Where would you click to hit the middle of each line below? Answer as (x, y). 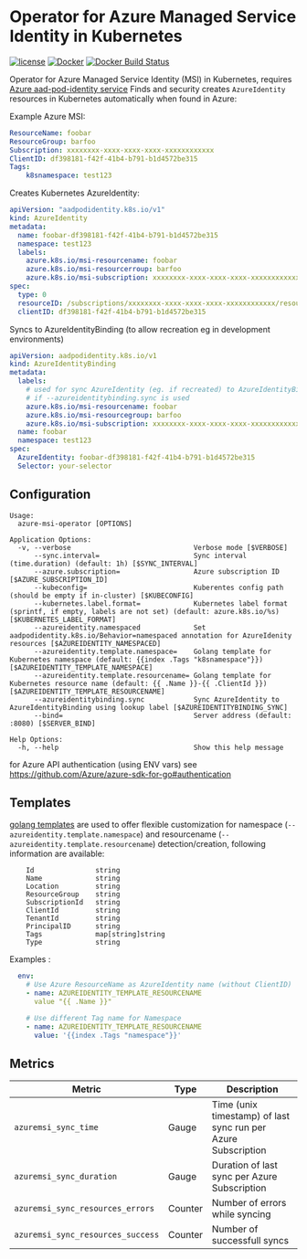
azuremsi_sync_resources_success (87, 1235)
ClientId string (73, 911)
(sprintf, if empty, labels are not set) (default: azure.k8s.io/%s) (145, 611)
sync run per (239, 1127)
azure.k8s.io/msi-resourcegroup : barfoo (104, 415)
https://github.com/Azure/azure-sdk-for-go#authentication (120, 774)
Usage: (22, 515)
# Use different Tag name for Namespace (104, 1018)
